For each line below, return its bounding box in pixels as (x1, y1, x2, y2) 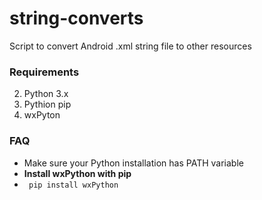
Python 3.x (23, 88, 69, 100)
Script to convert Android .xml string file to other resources (9, 40, 252, 52)
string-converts (9, 7, 144, 30)
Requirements (9, 65, 80, 79)
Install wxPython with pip (23, 167, 132, 179)
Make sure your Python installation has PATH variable (23, 157, 244, 169)
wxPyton (23, 109, 61, 121)
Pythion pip (23, 98, 72, 111)
